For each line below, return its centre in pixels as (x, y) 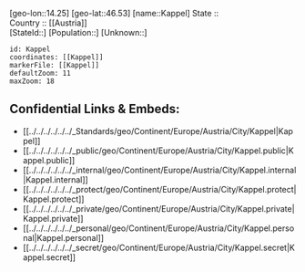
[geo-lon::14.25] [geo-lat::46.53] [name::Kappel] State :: (114, 13)
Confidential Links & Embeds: (95, 109)
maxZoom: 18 (32, 81)
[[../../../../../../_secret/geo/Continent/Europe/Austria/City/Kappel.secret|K (159, 247)
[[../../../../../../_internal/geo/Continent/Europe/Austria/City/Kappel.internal (159, 170)
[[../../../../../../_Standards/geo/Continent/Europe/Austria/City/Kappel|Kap (158, 131)
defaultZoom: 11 (40, 73)
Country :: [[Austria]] (49, 23)
